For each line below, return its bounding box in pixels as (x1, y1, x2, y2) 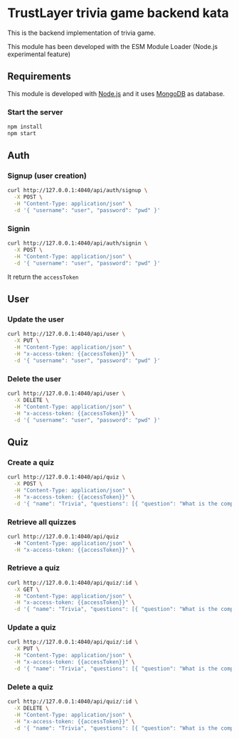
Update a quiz (7, 622, 57, 632)
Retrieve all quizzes (7, 517, 77, 527)
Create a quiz (7, 457, 55, 467)
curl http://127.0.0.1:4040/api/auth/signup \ (7, 187, 148, 194)
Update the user (7, 314, 65, 324)
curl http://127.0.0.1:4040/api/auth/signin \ (7, 240, 148, 247)
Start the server (7, 107, 63, 117)
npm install (7, 123, 43, 131)
